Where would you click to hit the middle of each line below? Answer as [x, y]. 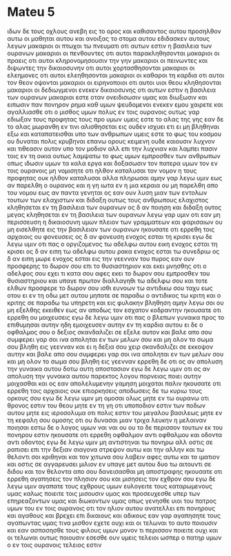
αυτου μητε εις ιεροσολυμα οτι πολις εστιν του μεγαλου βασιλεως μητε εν [115, 412]
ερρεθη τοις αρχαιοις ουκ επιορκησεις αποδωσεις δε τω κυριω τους [104, 390]
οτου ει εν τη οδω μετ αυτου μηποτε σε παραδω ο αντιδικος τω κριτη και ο [114, 295]
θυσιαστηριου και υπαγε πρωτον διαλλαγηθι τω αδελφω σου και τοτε [108, 280]
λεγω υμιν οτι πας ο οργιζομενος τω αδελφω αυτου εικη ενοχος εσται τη [112, 244]
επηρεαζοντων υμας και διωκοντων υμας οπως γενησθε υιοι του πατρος [112, 501]
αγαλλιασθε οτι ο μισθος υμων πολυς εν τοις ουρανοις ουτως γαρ [103, 112]
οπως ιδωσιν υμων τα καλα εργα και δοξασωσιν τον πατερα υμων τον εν [113, 163]
